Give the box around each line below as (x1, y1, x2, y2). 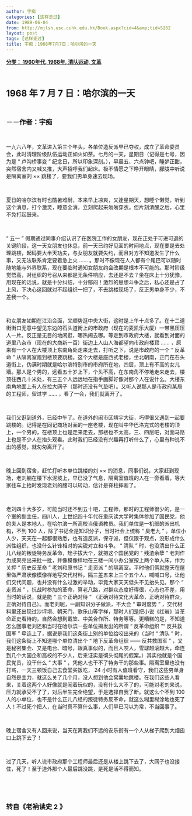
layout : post (6, 30, 38, 36)
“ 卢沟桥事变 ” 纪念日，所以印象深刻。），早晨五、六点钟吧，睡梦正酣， (17, 157, 186, 164)
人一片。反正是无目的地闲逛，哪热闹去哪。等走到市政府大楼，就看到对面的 (6, 331, 185, 338)
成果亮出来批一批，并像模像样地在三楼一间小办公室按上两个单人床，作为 (11, 557, 185, 564)
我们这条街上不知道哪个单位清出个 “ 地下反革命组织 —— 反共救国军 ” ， (6, 637, 178, 644)
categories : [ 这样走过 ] (6, 14, 60, 20)
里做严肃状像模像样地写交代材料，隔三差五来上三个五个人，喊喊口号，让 (6, 571, 180, 578)
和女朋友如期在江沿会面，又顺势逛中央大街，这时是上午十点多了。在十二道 (6, 317, 185, 324)
